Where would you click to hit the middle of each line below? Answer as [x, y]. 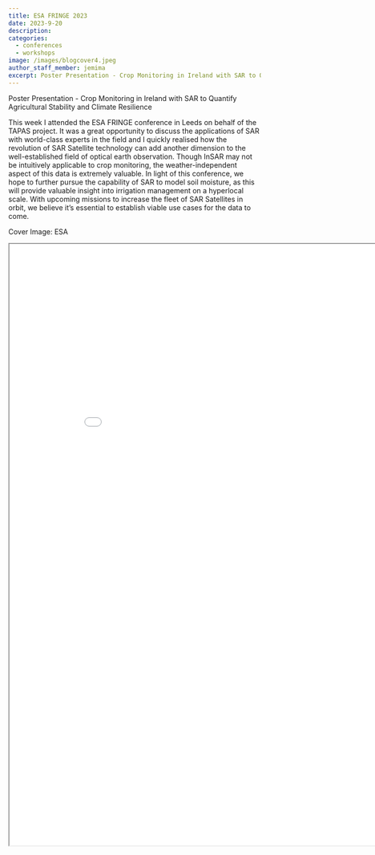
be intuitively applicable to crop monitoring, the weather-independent [123, 164]
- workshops [36, 53]
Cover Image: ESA [38, 231]
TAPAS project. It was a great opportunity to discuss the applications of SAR [134, 131]
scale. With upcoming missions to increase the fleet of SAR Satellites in [126, 199]
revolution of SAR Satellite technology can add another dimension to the [127, 148]
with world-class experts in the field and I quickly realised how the [118, 139]
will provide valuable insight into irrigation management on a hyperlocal [126, 190]
